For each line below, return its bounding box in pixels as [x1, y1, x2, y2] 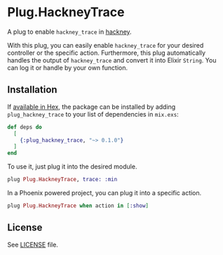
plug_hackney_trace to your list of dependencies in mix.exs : [7, 110, 179, 118]
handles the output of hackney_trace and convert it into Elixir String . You [7, 55, 217, 64]
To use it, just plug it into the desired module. [7, 162, 137, 171]
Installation [7, 84, 58, 96]
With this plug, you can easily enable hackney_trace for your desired [7, 41, 204, 49]
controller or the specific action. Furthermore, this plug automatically [7, 48, 205, 57]
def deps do [7, 124, 42, 131]
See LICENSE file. [7, 240, 58, 249]
